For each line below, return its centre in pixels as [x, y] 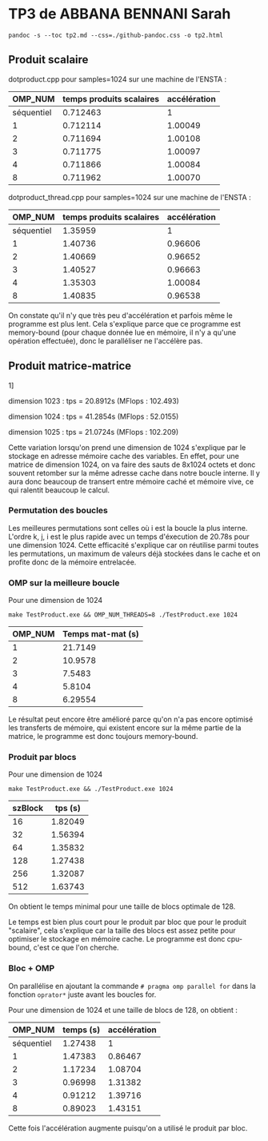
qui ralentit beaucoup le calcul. [59, 490]
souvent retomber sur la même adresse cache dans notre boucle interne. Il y [134, 472]
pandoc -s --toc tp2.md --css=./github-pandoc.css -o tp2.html [116, 35]
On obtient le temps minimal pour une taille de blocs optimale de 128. [122, 906]
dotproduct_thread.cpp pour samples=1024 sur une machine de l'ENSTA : [130, 197]
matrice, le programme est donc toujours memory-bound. [103, 737]
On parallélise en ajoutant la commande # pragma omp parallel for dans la [132, 986]
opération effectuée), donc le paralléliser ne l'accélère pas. [106, 340]
